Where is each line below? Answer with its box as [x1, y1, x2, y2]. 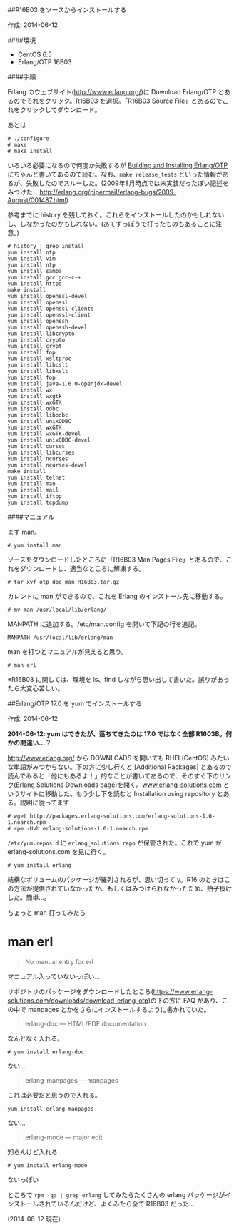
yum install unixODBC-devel [7, 437, 91, 444]
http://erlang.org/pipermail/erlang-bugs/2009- [39, 188, 177, 196]
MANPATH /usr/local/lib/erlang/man [7, 634, 113, 641]
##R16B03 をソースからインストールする [7, 6, 127, 14]
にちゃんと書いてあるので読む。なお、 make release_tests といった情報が [7, 170, 223, 178]
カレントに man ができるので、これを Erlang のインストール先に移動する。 [7, 592, 227, 600]
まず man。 [7, 527, 41, 536]
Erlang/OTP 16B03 [17, 58, 73, 66]
